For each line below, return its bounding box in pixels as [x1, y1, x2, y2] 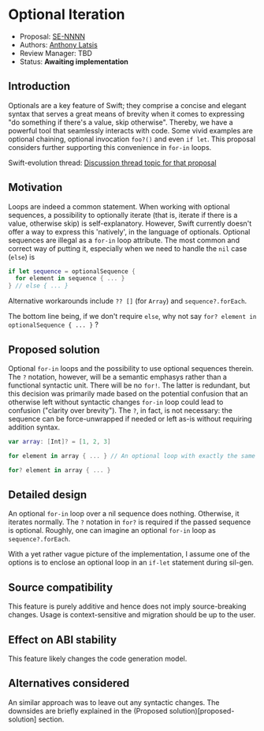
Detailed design [8, 488, 87, 502]
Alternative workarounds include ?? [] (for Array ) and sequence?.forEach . [8, 296, 247, 306]
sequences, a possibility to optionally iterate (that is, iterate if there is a [8, 210, 238, 219]
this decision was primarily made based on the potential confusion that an [8, 389, 248, 398]
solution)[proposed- [169, 706, 235, 715]
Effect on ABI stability [8, 633, 117, 647]
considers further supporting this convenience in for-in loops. [8, 142, 212, 152]
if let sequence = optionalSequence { [8, 267, 136, 276]
